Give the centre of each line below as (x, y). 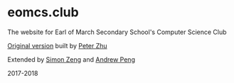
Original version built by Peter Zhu (58, 45)
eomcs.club (43, 12)
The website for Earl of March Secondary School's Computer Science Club (117, 32)
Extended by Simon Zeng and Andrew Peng (71, 59)
